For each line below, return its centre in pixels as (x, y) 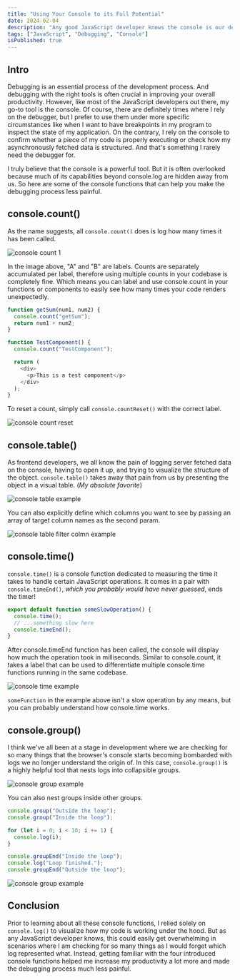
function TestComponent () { (49, 343)
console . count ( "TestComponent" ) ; (64, 349)
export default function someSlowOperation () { (80, 610)
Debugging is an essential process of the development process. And (108, 86)
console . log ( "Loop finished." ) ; (55, 863)
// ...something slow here (54, 623)
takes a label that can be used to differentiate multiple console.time (106, 665)
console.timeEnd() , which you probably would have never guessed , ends (115, 589)
